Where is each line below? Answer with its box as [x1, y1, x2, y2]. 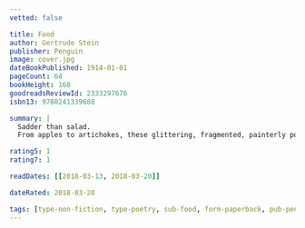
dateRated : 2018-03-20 [9, 188, 95, 197]
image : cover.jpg [9, 55, 75, 64]
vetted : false [9, 13, 64, 23]
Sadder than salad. [17, 122, 92, 132]
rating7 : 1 [9, 155, 51, 164]
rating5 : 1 [9, 147, 51, 156]
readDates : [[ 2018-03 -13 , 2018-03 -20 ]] [9, 172, 161, 181]
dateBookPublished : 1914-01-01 [9, 64, 128, 73]
